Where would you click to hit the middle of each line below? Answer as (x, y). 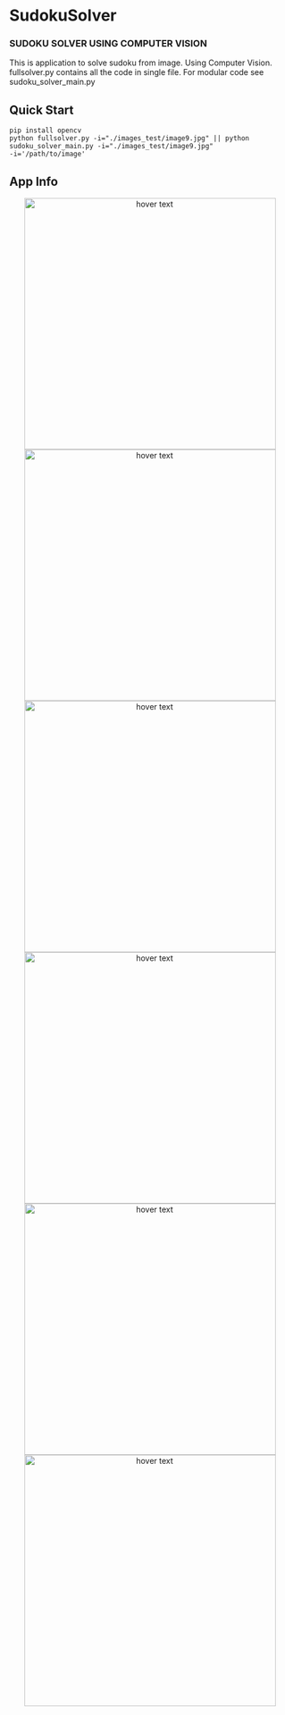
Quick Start (42, 109)
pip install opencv (46, 130)
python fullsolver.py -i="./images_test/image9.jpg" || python (130, 139)
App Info (34, 181)
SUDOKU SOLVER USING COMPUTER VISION (108, 44)
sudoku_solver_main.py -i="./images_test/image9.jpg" (112, 147)
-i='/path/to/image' (48, 154)
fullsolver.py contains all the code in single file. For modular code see (137, 72)
